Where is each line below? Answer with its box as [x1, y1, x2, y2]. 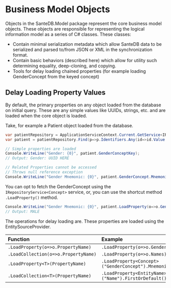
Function [8, 236, 30, 243]
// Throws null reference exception [5, 169, 83, 175]
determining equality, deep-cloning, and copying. [12, 63, 117, 69]
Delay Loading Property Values [5, 88, 106, 97]
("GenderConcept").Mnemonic [101, 263, 169, 269]
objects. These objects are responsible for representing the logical [5, 25, 145, 32]
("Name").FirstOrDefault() [101, 275, 167, 281]
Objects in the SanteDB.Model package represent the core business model [5, 20, 162, 26]
